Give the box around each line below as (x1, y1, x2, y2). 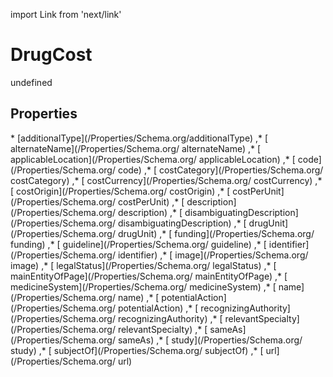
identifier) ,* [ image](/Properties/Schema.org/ (117, 249, 309, 261)
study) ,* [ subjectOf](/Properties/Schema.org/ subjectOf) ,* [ (10, 344, 264, 356)
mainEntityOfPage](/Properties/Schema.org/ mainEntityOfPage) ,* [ (10, 270, 288, 282)
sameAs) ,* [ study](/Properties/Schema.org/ (117, 334, 303, 346)
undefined (10, 76, 53, 88)
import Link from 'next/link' (10, 9, 122, 20)
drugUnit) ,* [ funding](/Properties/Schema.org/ (117, 227, 315, 239)
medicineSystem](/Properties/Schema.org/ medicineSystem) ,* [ (10, 280, 277, 293)
